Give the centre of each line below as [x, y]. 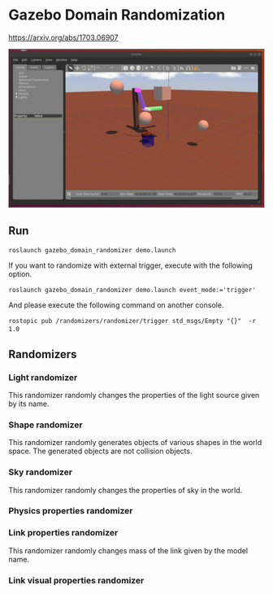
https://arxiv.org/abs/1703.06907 [64, 37]
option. [20, 274]
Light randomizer [43, 378]
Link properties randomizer [63, 533]
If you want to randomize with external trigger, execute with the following [131, 265]
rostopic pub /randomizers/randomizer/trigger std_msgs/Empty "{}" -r [132, 321]
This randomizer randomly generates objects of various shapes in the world [135, 443]
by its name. [29, 404]
